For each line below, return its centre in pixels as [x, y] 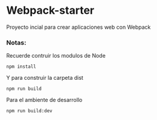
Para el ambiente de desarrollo [44, 100]
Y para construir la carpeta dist [45, 78]
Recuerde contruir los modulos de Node [56, 56]
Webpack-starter [50, 10]
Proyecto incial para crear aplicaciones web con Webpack [78, 27]
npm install [21, 67]
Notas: [16, 43]
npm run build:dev [29, 111]
